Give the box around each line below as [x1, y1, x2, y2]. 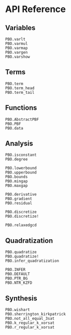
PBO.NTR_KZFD [5, 280, 32, 285]
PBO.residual [5, 201, 32, 206]
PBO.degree [5, 157, 28, 162]
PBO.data [5, 125, 23, 131]
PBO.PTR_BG [5, 276, 28, 281]
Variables [5, 24, 36, 32]
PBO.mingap [5, 179, 28, 184]
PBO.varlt [5, 37, 26, 42]
